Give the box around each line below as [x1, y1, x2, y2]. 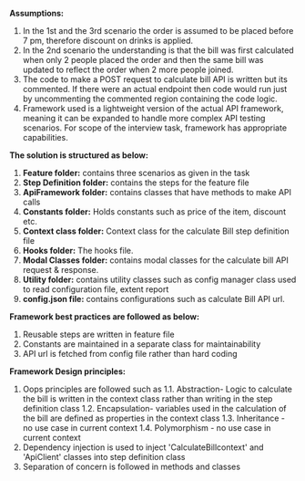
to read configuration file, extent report [22, 284, 169, 295]
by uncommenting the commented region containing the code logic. [22, 93, 278, 104]
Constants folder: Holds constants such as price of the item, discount [22, 206, 287, 217]
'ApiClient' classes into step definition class [22, 452, 186, 462]
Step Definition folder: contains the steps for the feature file [22, 177, 249, 188]
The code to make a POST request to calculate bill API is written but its [22, 74, 289, 85]
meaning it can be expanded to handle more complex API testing [22, 113, 266, 123]
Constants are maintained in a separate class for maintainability [22, 339, 261, 350]
